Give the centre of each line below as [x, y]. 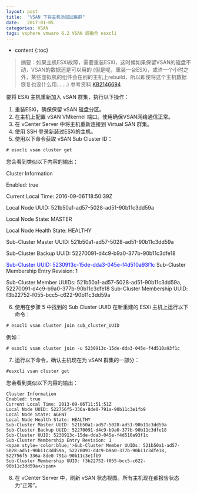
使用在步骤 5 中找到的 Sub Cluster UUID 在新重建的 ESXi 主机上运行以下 [101, 307]
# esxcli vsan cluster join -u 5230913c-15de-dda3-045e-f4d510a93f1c [93, 349]
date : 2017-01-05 [30, 22]
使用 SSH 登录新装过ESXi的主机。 [55, 132]
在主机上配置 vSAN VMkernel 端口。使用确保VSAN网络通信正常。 [94, 117]
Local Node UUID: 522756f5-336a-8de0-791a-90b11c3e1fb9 [76, 410]
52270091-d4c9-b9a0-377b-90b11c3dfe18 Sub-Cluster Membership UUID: [97, 289]
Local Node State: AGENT [36, 415]
